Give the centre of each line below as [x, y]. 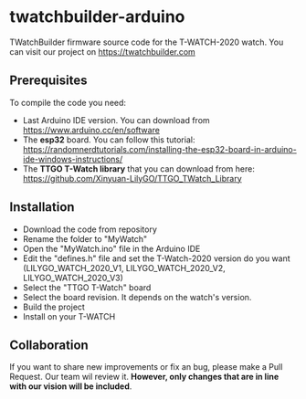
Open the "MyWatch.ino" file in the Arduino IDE [111, 248]
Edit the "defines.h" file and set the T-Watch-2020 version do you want [156, 258]
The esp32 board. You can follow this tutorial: [109, 140]
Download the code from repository [90, 229]
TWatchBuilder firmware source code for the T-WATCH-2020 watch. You [147, 42]
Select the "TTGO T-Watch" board [87, 287]
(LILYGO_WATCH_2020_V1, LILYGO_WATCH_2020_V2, [124, 268]
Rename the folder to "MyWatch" [85, 238]
